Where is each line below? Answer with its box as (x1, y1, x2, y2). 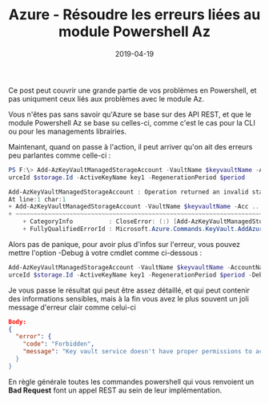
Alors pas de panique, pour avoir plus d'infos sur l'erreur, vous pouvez (8, 239, 240, 249)
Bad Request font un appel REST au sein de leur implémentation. (8, 385, 223, 395)
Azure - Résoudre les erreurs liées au (8, 6, 261, 24)
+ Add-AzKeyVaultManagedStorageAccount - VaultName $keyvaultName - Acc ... (8, 202, 263, 211)
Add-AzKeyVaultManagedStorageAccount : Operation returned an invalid (8, 188, 249, 196)
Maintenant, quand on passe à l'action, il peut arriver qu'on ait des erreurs (8, 142, 253, 151)
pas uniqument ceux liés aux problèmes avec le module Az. (8, 94, 205, 103)
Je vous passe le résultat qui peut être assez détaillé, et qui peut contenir (8, 285, 251, 295)
